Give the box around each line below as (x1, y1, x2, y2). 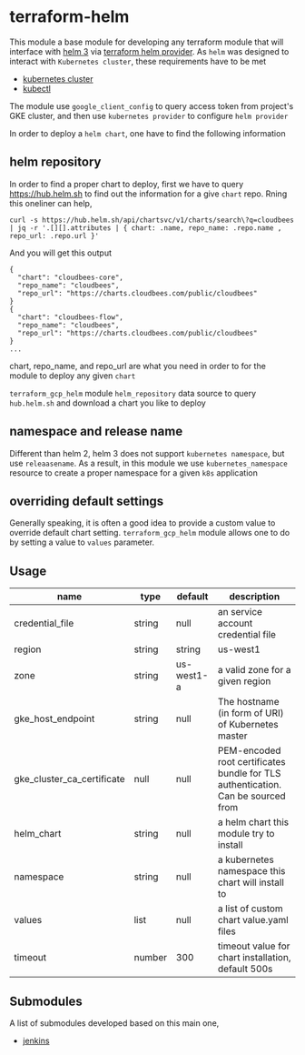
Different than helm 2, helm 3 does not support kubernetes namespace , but (9, 447, 285, 458)
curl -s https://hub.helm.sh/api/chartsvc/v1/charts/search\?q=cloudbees (9, 216, 295, 225)
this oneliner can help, (9, 197, 93, 208)
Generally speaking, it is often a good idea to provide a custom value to (9, 517, 276, 528)
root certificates (217, 756, 286, 769)
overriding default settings (9, 493, 164, 508)
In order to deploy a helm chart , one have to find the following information (9, 127, 286, 138)
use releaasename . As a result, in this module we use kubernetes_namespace (9, 457, 288, 468)
